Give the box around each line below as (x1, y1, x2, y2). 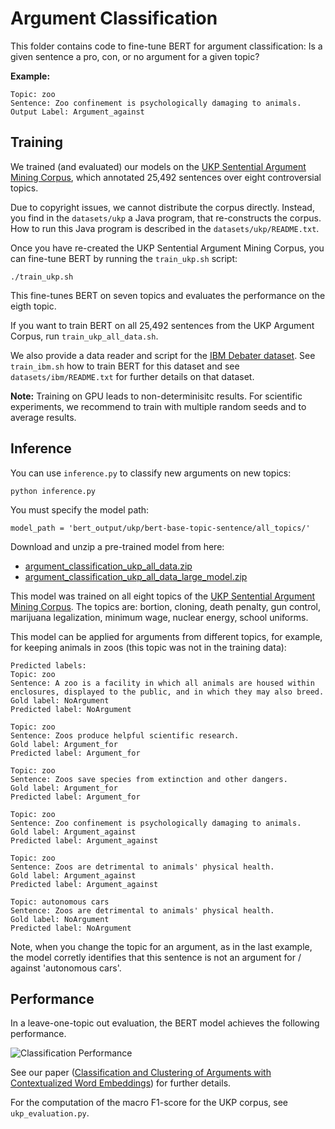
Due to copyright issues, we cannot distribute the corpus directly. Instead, (10, 201, 315, 213)
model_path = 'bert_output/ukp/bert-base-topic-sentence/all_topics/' (10, 523, 311, 533)
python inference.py (10, 486, 97, 496)
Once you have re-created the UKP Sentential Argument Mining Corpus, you (10, 242, 325, 254)
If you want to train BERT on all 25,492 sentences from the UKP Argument (10, 319, 315, 331)
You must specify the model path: (10, 503, 150, 516)
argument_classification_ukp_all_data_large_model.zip (24, 570, 248, 582)
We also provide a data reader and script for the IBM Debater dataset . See (10, 349, 316, 361)
